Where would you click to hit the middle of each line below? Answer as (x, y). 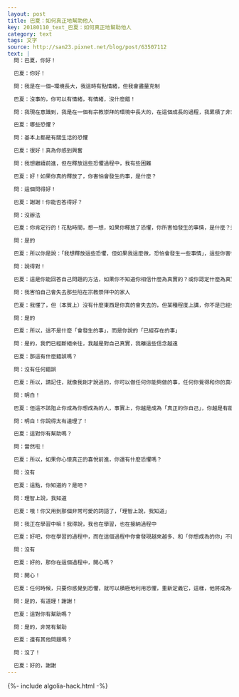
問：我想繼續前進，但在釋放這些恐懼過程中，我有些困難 (83, 163)
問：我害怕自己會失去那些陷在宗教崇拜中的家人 (72, 292)
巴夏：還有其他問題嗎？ (43, 640)
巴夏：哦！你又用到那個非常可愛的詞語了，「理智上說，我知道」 (92, 511)
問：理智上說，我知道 (41, 498)
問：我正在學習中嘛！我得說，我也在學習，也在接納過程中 (85, 524)
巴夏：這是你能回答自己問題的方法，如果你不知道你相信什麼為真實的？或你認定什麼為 (119, 279)
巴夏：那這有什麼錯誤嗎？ (46, 357)
